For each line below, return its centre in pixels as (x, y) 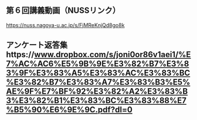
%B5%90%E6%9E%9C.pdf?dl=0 (69, 110)
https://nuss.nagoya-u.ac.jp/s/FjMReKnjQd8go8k (65, 25)
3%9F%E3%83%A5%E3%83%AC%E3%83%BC (98, 73)
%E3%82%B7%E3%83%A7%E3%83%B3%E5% (98, 82)
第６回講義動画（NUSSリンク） (63, 11)
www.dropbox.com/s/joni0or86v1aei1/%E (113, 55)
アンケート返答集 (37, 45)
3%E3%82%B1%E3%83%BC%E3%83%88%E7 (96, 101)
